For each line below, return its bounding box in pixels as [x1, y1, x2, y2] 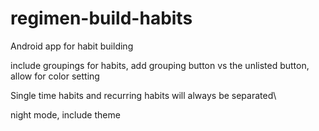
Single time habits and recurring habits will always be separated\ [10, 89, 277, 101]
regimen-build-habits [10, 7, 193, 30]
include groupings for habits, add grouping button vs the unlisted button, [10, 59, 310, 71]
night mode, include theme [10, 108, 121, 121]
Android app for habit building [10, 40, 134, 52]
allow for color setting [10, 70, 100, 82]
